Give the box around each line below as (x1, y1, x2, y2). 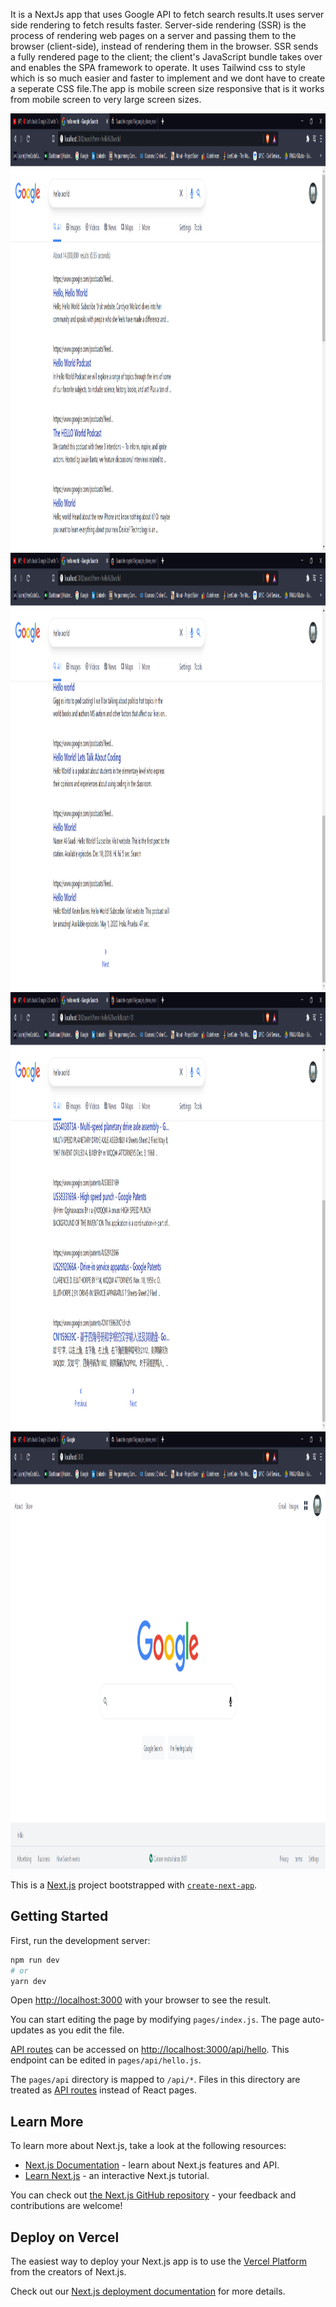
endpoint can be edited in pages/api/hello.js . (10, 2054, 202, 2066)
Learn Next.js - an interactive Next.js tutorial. (24, 2170, 210, 2182)
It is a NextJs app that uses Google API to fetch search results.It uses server (10, 9, 325, 20)
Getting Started (10, 1908, 109, 1925)
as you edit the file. (46, 2024, 125, 2036)
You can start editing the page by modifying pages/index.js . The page (10, 2014, 301, 2026)
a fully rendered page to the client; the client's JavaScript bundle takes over (10, 51, 323, 63)
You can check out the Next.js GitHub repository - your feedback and (10, 2189, 297, 2201)
